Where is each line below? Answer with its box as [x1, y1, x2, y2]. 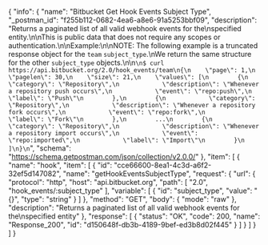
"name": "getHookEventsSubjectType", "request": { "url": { [62, 169, 256, 179]
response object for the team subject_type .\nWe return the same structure [8, 50, 252, 58]
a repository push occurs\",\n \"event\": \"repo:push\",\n [8, 87, 252, 95]
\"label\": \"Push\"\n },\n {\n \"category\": [8, 94, 256, 102]
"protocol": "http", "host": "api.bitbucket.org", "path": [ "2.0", [8, 178, 208, 187]
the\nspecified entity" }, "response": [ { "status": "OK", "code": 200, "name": [8, 211, 261, 221]
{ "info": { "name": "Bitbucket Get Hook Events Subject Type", [8, 7, 212, 16]
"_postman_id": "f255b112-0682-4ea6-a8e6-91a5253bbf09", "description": [8, 15, 258, 25]
